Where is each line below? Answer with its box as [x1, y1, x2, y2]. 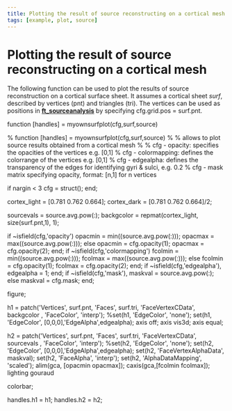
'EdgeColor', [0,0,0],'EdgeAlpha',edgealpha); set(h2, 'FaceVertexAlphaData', [7, 346, 224, 355]
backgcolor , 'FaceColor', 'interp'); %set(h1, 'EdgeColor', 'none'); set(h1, [7, 311, 212, 319]
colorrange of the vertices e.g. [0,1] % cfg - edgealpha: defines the [7, 156, 199, 164]
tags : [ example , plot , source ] [7, 17, 98, 24]
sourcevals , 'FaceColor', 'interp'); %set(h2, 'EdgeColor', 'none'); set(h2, [7, 339, 214, 348]
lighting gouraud [7, 369, 54, 377]
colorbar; [7, 382, 33, 391]
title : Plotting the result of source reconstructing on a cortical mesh [7, 10, 226, 17]
